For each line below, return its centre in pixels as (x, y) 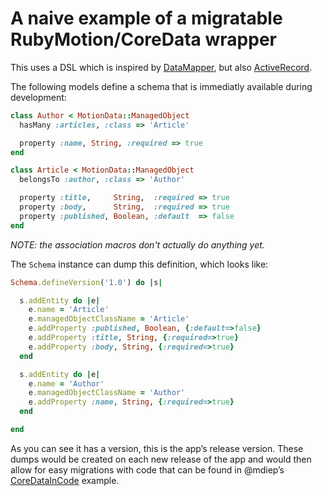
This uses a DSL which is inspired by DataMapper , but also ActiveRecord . (161, 67)
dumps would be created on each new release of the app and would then (161, 459)
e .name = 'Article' (69, 310)
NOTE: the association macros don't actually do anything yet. (137, 244)
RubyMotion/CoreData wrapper (143, 39)
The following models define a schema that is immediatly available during (161, 86)
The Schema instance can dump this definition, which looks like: (139, 264)
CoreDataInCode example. (65, 480)
